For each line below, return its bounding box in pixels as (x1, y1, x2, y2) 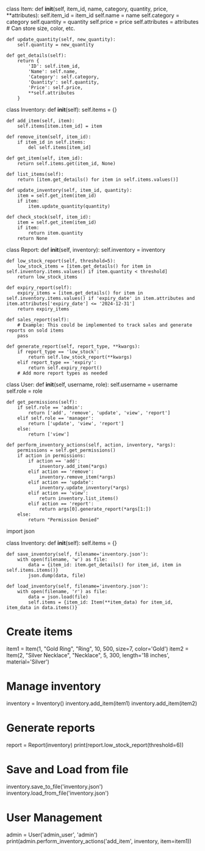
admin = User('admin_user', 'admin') (6, 831, 98, 838)
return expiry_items (17, 306, 70, 312)
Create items (6, 625, 73, 639)
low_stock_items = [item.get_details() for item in (17, 263, 151, 269)
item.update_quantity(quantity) (28, 203, 111, 210)
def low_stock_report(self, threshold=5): (6, 258, 116, 264)
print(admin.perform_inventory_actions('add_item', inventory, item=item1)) (6, 837, 192, 845)
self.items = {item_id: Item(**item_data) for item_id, (28, 599, 173, 605)
